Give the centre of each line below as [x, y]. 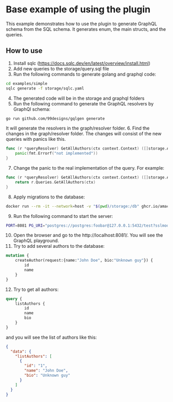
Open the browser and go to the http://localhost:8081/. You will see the [88, 235]
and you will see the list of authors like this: [51, 337]
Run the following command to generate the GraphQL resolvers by [83, 103]
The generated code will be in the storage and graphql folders [79, 98]
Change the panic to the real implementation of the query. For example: [89, 168]
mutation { [17, 255]
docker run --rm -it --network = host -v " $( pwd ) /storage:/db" [73, 206]
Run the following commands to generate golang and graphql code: [84, 74]
